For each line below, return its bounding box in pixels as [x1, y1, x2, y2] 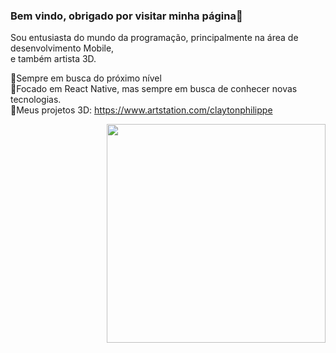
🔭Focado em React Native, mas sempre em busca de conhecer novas [10, 83, 298, 95]
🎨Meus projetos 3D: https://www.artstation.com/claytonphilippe [10, 104, 273, 116]
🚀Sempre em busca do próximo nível [10, 72, 162, 84]
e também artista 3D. [10, 53, 97, 65]
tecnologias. [10, 94, 62, 106]
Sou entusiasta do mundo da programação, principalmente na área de [10, 32, 299, 44]
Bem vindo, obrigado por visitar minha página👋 [10, 9, 243, 23]
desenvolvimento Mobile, [10, 42, 115, 54]
